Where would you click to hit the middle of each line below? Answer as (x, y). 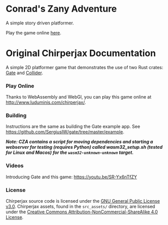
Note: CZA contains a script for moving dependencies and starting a (79, 142)
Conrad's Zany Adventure (61, 9)
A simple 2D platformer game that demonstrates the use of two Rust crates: (85, 67)
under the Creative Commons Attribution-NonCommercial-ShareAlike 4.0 (82, 212)
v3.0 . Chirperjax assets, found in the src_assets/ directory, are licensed (80, 207)
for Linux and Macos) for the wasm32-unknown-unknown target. (70, 152)
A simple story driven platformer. (40, 23)
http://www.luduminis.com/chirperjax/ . (46, 103)
